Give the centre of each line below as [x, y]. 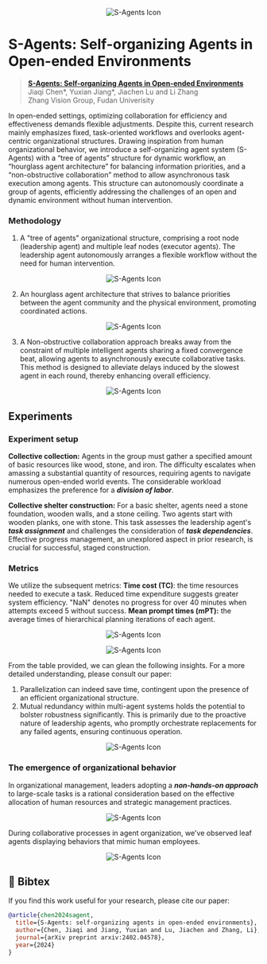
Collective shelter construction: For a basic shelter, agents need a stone [128, 505]
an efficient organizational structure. [79, 698]
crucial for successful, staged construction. [79, 547]
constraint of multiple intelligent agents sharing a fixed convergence [131, 351]
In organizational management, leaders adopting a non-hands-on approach [133, 785]
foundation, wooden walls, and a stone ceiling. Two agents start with [120, 514]
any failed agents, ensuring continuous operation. [101, 732]
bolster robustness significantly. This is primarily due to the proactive [133, 715]
